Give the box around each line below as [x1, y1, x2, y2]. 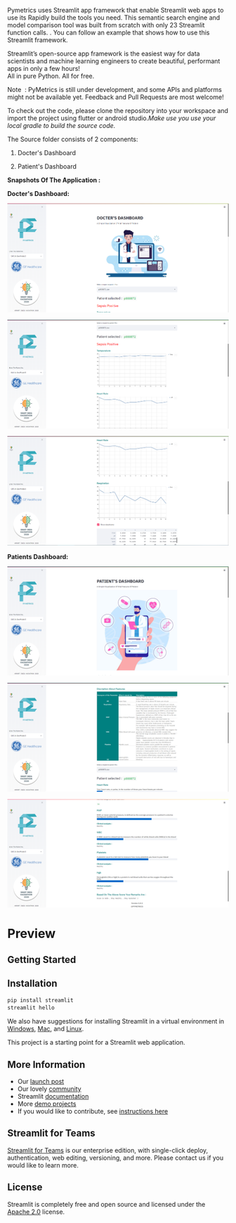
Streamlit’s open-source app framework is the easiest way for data [7, 49, 200, 58]
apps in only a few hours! [7, 65, 81, 72]
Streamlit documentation [17, 1092, 89, 1101]
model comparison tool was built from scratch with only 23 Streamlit [7, 21, 205, 29]
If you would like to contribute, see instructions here [17, 1107, 169, 1116]
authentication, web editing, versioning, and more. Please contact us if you [7, 1153, 224, 1162]
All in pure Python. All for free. [7, 72, 95, 80]
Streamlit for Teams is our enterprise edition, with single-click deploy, [7, 1146, 209, 1154]
